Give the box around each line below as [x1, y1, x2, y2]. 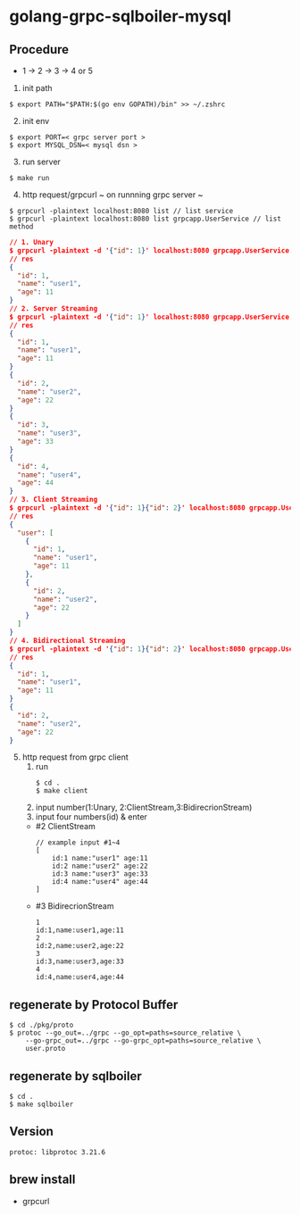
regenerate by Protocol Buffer [9, 997, 179, 1012]
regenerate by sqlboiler [9, 1069, 143, 1084]
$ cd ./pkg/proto [9, 1020, 74, 1030]
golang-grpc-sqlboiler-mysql [9, 6, 232, 27]
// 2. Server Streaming [9, 304, 98, 313]
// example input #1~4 [35, 838, 121, 847]
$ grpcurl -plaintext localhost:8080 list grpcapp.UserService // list [9, 214, 281, 223]
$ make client [35, 786, 88, 795]
